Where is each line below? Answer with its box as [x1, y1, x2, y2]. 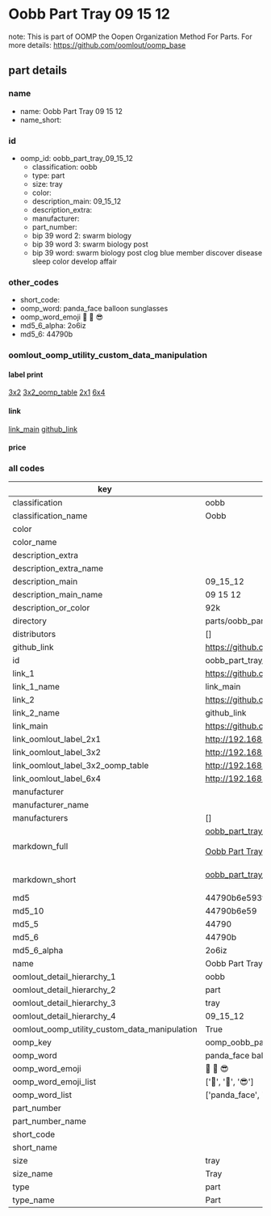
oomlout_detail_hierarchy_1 [12, 971, 116, 982]
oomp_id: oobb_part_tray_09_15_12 [19, 153, 133, 163]
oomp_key [12, 1037, 52, 1048]
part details [8, 64, 68, 78]
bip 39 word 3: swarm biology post [31, 239, 148, 249]
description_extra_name [12, 563, 103, 574]
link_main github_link [8, 424, 78, 433]
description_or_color [12, 602, 90, 614]
